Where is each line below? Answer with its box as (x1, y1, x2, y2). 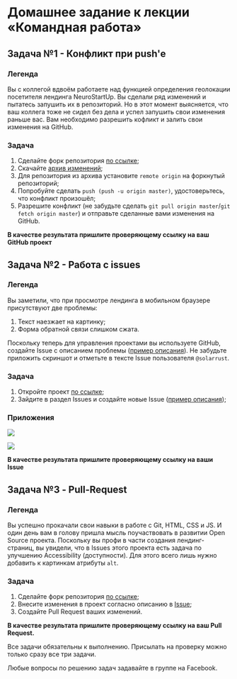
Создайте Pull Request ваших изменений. (17, 607, 143, 616)
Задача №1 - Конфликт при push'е (7, 48, 166, 60)
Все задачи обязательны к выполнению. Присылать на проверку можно (7, 643, 228, 651)
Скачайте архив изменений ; (17, 164, 103, 172)
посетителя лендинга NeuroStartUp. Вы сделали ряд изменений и (7, 92, 207, 101)
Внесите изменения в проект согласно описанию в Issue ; (17, 600, 192, 609)
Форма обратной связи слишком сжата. (17, 324, 140, 333)
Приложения (7, 413, 54, 423)
